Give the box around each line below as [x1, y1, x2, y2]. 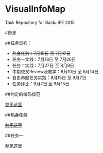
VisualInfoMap [5, 3, 66, 15]
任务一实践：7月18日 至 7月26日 [12, 56, 76, 62]
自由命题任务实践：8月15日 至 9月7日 [12, 75, 86, 80]
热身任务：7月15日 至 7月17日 [12, 50, 71, 56]
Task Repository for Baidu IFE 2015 [5, 19, 75, 25]
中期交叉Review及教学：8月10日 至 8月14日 [12, 68, 99, 74]
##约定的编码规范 [5, 91, 40, 97]
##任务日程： [5, 40, 32, 46]
